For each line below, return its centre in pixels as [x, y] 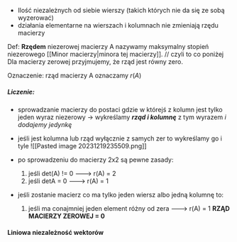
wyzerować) [36, 18]
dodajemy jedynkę [45, 124]
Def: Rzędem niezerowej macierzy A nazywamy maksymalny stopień [108, 46]
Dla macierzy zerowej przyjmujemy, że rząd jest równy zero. [95, 62]
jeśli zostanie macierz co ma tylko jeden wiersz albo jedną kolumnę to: [121, 194]
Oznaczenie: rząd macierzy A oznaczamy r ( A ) [75, 75]
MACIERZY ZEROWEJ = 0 [66, 216]
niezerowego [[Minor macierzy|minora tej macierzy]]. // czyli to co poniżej [116, 54]
